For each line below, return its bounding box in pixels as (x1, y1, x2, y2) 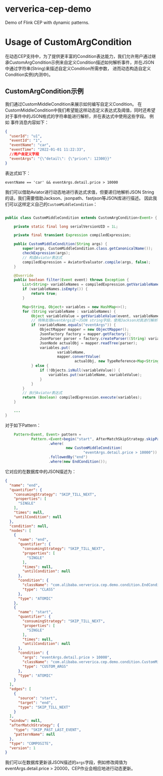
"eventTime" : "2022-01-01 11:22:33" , (9, 147, 86, 152)
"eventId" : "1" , (9, 138, 42, 143)
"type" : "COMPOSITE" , (9, 741, 53, 746)
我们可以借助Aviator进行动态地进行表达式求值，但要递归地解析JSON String (5, 189, 154, 195)
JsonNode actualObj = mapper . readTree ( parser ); (39, 341, 138, 345)
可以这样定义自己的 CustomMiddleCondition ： (9, 201, 98, 207)
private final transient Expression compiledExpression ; (14, 233, 131, 238)
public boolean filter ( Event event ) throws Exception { (14, 278, 130, 283)
